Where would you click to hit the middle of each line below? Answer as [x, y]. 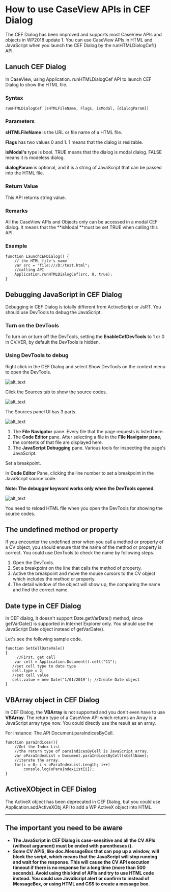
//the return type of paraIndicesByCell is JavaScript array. [82, 751]
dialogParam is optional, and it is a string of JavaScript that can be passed [83, 168]
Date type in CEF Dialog [43, 606]
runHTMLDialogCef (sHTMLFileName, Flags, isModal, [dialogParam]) [77, 108]
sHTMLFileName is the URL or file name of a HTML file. [64, 132]
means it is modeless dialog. [35, 158]
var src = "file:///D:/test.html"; [52, 265]
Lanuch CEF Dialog [36, 67]
